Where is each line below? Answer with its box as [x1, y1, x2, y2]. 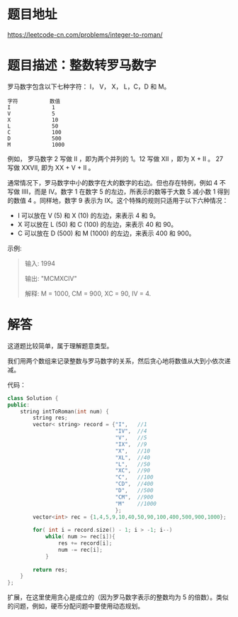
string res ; [33, 414, 69, 422]
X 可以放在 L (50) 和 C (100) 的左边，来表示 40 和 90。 [17, 220, 178, 228]
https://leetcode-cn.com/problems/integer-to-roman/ [7, 30, 163, 39]
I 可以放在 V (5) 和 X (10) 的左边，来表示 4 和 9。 [17, 211, 160, 220]
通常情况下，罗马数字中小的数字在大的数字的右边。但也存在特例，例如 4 [7, 178, 218, 187]
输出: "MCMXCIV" [24, 274, 78, 282]
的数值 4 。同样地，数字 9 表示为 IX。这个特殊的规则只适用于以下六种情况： [7, 196, 229, 204]
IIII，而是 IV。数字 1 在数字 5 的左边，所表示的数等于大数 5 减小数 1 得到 [21, 187, 230, 196]
